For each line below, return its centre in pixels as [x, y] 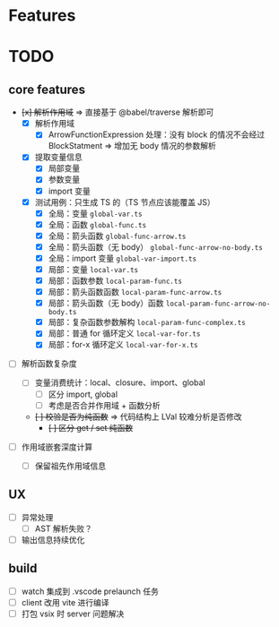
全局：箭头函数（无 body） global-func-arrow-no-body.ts [156, 246]
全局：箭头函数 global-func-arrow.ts [117, 236]
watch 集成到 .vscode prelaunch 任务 [90, 591]
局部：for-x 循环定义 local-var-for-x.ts [123, 345]
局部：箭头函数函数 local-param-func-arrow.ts [135, 292]
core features [47, 89]
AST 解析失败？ [64, 528]
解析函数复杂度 [49, 364]
